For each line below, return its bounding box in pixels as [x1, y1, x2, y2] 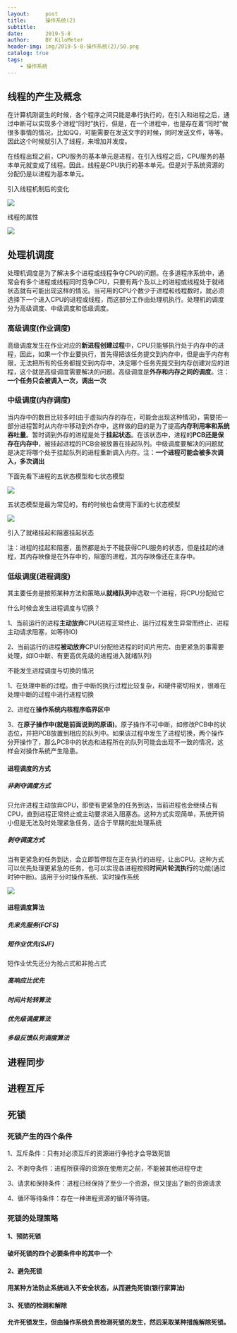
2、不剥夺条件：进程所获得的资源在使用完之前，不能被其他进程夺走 [7, 1164, 203, 1172]
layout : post [7, 10, 59, 18]
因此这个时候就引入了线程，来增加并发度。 [7, 137, 131, 145]
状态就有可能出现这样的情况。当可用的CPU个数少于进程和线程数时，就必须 [7, 286, 224, 295]
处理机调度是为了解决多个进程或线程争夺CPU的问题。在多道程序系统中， [7, 269, 219, 277]
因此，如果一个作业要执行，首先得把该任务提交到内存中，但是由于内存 [19, 350, 224, 358]
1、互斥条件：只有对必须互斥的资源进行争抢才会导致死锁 [7, 1149, 171, 1157]
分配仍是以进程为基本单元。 [7, 170, 88, 178]
